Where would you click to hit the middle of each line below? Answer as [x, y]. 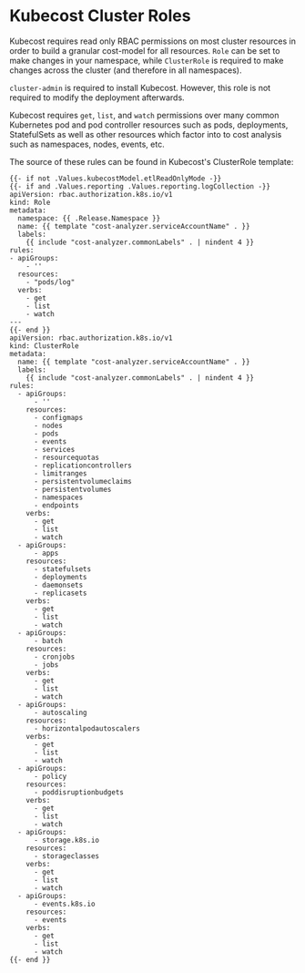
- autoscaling [61, 712]
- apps [46, 553]
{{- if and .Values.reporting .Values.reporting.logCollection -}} [140, 186]
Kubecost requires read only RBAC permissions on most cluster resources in [152, 41]
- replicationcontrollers [82, 466]
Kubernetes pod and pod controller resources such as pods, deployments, [149, 125]
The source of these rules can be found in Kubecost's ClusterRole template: [152, 161]
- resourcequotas [66, 457]
